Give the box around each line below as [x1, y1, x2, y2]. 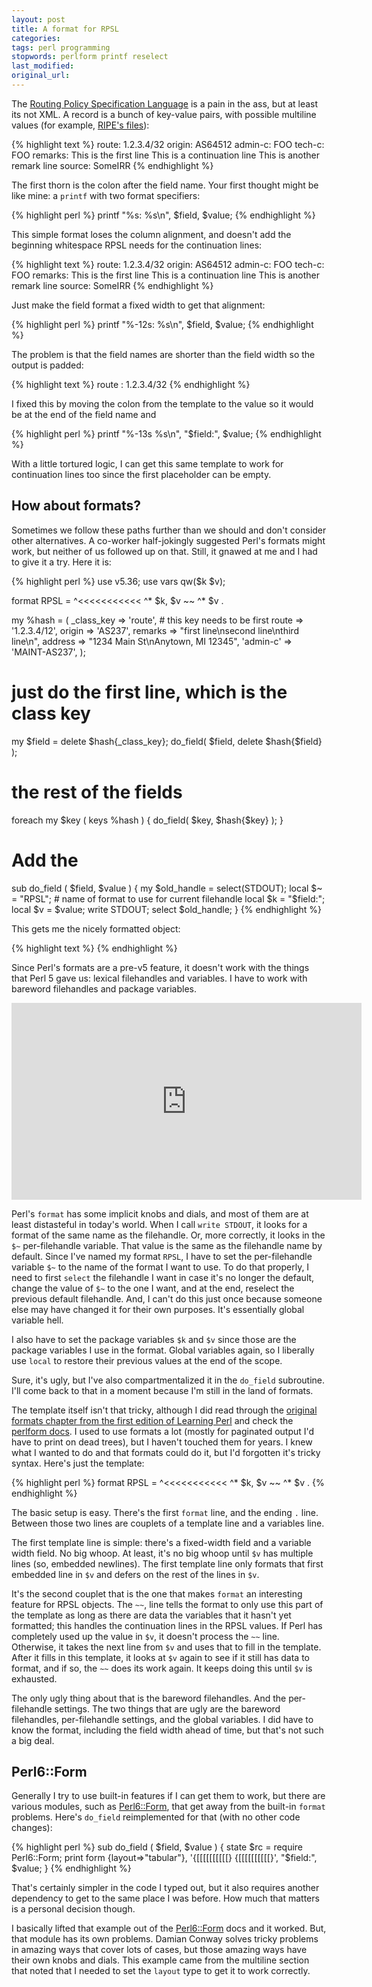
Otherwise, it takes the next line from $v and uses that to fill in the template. [11, 1641, 322, 1653]
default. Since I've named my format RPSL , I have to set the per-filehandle [11, 1250, 313, 1262]
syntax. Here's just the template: [11, 1457, 145, 1469]
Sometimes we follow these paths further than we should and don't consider [11, 524, 327, 536]
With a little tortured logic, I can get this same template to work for [11, 457, 284, 470]
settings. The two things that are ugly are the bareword [54, 1702, 281, 1715]
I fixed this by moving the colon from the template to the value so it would [11, 397, 314, 410]
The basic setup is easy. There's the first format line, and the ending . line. [11, 1506, 319, 1518]
